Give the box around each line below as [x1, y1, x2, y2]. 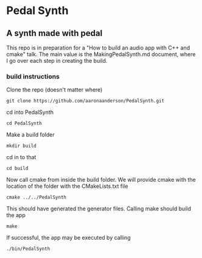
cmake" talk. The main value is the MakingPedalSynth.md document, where [6, 51, 196, 58]
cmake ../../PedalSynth [6, 195, 67, 201]
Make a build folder [6, 131, 55, 138]
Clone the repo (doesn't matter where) [6, 86, 103, 93]
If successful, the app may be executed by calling [6, 234, 131, 242]
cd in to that [6, 154, 37, 161]
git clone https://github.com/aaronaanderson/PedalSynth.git [6, 98, 165, 104]
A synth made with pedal [6, 28, 103, 38]
